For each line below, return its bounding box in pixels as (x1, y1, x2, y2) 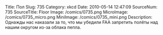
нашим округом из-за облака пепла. (5, 24, 81, 30)
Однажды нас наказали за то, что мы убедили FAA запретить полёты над (5, 19, 158, 25)
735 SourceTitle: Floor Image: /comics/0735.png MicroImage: (5, 9, 128, 15)
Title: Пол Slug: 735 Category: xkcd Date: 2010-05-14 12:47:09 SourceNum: (5, 4, 158, 10)
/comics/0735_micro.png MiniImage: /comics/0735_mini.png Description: (5, 14, 153, 20)
